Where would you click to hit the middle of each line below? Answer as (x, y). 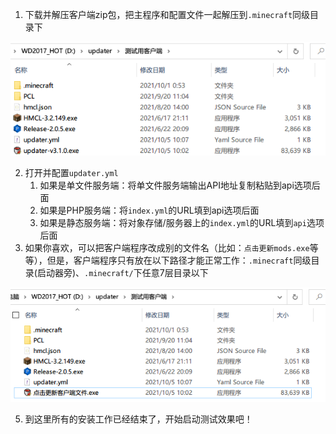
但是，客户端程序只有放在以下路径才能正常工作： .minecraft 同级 (179, 260)
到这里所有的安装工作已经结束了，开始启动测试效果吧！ (138, 419)
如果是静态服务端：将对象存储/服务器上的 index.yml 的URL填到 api (173, 223)
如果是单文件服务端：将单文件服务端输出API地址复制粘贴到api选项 (175, 185)
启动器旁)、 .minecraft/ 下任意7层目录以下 (122, 273)
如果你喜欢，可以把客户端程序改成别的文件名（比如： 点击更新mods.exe (167, 248)
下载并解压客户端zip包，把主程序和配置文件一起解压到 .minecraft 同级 (167, 14)
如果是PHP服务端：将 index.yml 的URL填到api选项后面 (149, 210)
